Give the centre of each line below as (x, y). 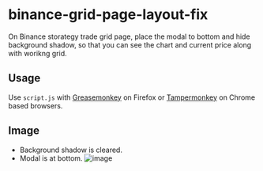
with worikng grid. (38, 53)
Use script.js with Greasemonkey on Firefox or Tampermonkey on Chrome (131, 97)
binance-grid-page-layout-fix (108, 15)
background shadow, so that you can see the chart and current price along (130, 44)
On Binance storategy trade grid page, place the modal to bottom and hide (129, 36)
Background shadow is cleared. (71, 150)
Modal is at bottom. (51, 158)
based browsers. (36, 105)
